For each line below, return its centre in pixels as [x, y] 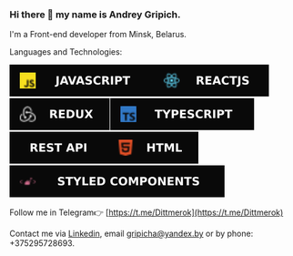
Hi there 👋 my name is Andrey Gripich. [95, 15]
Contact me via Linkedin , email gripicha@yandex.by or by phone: [131, 234]
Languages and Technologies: [66, 52]
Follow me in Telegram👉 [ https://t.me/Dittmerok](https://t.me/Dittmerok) [146, 212]
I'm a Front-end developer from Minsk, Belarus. [98, 35]
